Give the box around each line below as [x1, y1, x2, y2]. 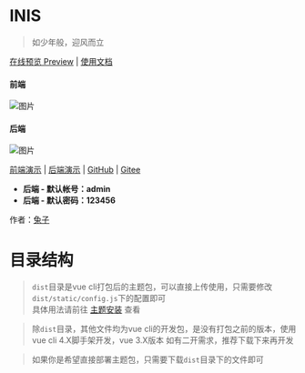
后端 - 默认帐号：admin [22, 184, 111, 195]
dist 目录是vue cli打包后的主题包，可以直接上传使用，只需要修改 [31, 281, 273, 292]
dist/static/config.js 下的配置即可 [31, 293, 167, 304]
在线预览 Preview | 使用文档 [9, 55, 113, 66]
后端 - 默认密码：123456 [22, 195, 117, 206]
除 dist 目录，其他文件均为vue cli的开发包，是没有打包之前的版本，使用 [31, 324, 297, 335]
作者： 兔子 [9, 215, 50, 226]
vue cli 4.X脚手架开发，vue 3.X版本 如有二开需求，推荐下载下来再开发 [31, 335, 294, 346]
